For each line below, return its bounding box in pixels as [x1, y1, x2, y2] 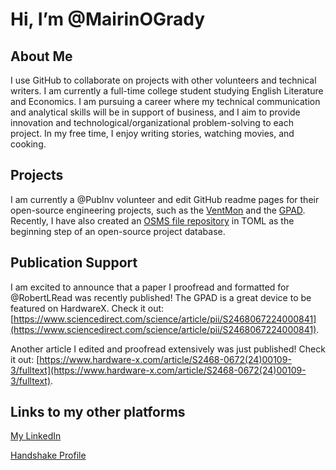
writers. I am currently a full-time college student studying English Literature [10, 85, 324, 97]
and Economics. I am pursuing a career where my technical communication [10, 96, 321, 107]
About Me [10, 48, 73, 65]
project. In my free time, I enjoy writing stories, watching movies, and [10, 128, 295, 139]
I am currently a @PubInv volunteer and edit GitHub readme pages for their [10, 193, 320, 205]
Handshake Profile [10, 449, 87, 462]
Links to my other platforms [10, 404, 186, 421]
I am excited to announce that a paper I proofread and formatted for [10, 281, 290, 293]
